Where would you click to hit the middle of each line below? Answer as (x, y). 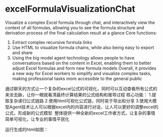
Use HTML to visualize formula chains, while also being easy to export (83, 47)
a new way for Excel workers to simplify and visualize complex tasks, (82, 73)
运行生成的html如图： (27, 129)
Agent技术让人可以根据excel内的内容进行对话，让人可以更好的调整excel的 (84, 107)
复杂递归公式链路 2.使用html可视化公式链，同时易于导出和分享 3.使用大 (81, 100)
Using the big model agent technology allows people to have (73, 58)
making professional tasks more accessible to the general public (77, 78)
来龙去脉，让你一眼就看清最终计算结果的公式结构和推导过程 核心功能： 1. (79, 95)
